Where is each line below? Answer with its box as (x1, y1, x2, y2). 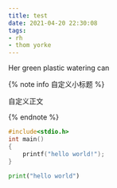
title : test (8, 11, 48, 20)
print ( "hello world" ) (8, 172, 80, 180)
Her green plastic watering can (8, 63, 110, 72)
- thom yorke (8, 41, 52, 49)
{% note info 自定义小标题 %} (8, 80, 105, 89)
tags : (8, 26, 26, 34)
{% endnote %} (8, 112, 60, 122)
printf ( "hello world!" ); (22, 150, 105, 158)
